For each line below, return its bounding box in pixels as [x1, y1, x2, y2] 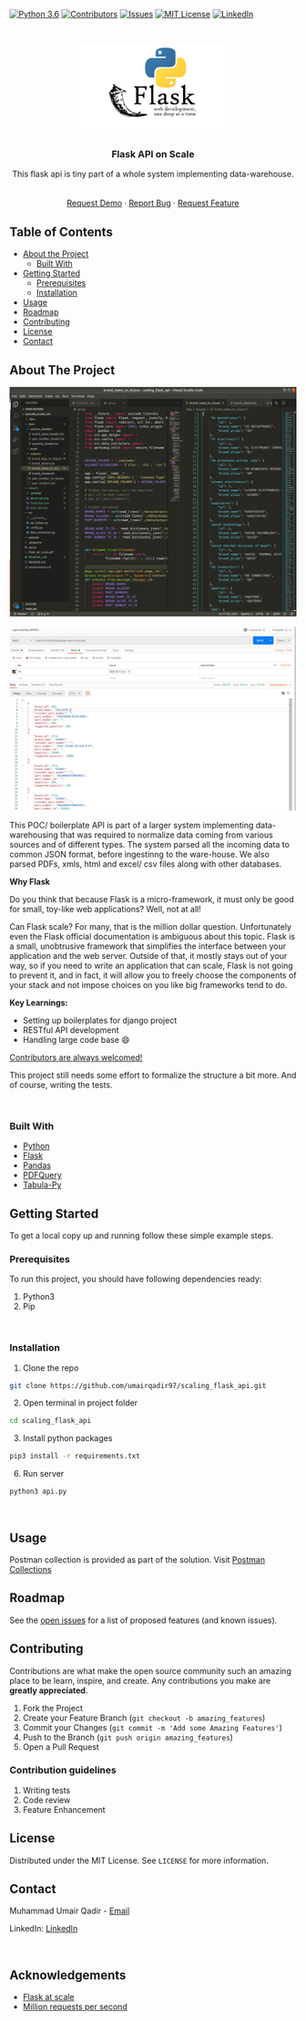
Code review [22, 1795, 71, 1805]
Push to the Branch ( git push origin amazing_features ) [22, 1732, 234, 1742]
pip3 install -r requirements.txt [9, 1452, 141, 1461]
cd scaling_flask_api [9, 1416, 92, 1426]
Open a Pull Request [22, 1741, 100, 1753]
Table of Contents [9, 224, 114, 239]
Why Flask [9, 876, 50, 887]
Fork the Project [22, 1702, 84, 1713]
